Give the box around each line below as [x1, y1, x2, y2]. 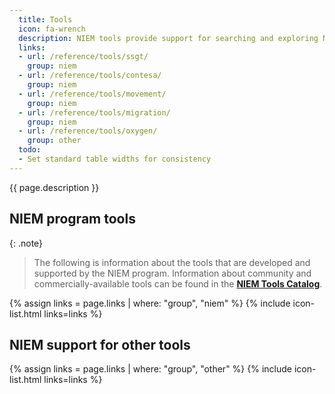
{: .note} [9, 237, 44, 249]
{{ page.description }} [9, 181, 100, 193]
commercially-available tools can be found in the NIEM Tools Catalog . [33, 277, 323, 290]
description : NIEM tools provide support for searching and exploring [18, 33, 319, 43]
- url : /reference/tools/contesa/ [18, 71, 162, 81]
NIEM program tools [9, 211, 136, 228]
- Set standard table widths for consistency [18, 154, 212, 164]
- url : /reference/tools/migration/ [18, 107, 171, 118]
